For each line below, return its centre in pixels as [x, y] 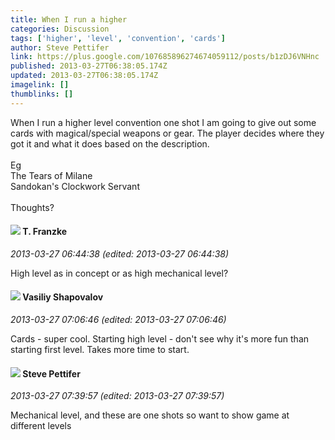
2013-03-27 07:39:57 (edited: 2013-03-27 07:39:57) [117, 396]
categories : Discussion [60, 29]
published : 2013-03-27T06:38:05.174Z [89, 66]
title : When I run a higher [69, 19]
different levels [41, 426]
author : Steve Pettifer [60, 47]
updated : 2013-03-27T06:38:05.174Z [84, 76]
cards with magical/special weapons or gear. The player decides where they [167, 133]
